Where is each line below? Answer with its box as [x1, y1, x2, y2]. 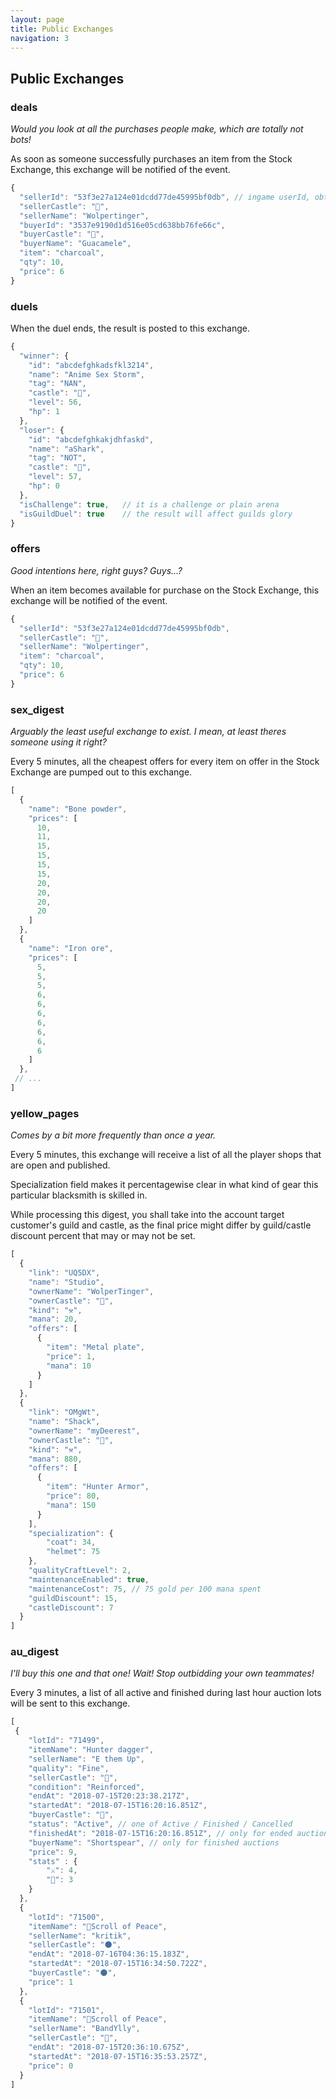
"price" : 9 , [28, 1847, 78, 1857]
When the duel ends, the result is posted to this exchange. [10, 322, 250, 334]
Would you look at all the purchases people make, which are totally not [10, 123, 304, 135]
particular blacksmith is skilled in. [10, 1189, 148, 1201]
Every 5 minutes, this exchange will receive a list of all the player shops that [10, 1149, 322, 1161]
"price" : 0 [28, 2061, 74, 2071]
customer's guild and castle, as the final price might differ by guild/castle [10, 1219, 312, 1231]
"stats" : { [28, 1856, 78, 1866]
